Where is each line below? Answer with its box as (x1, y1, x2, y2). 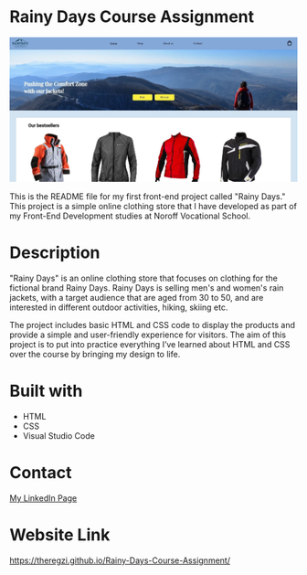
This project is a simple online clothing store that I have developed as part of (9, 201, 297, 212)
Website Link (9, 525, 111, 546)
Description (9, 242, 101, 263)
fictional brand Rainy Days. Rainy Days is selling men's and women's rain (9, 282, 284, 293)
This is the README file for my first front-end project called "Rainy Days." (9, 191, 286, 202)
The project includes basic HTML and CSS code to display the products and (9, 320, 295, 331)
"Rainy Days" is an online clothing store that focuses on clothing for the (9, 272, 279, 284)
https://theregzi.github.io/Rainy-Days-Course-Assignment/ (9, 555, 231, 566)
